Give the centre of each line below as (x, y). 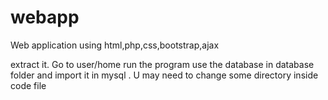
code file (28, 85)
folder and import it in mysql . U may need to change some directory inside (164, 75)
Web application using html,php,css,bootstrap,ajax (115, 45)
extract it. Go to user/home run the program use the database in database (162, 64)
